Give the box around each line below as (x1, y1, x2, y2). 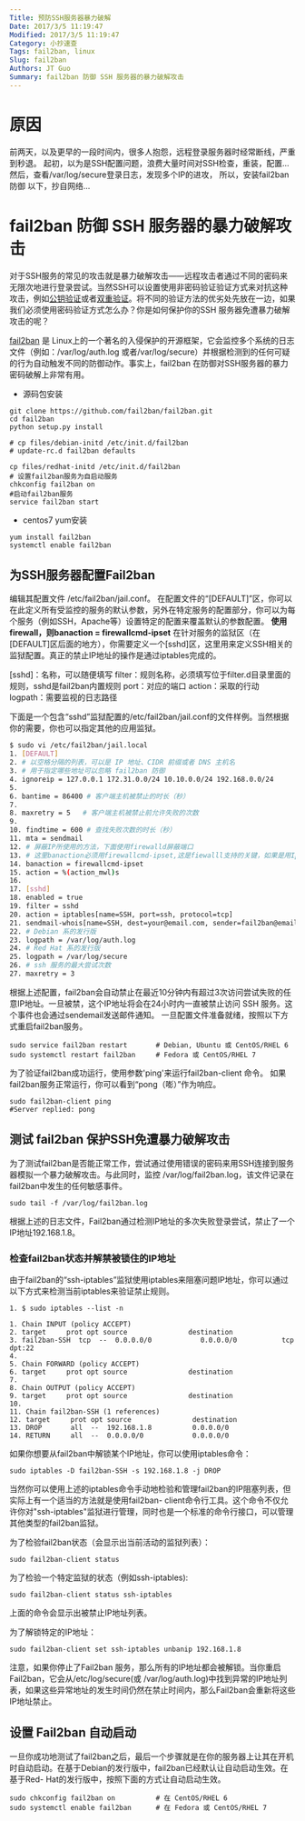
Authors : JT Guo (9, 65, 71, 74)
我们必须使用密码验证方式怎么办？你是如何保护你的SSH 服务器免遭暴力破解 (9, 304, 290, 315)
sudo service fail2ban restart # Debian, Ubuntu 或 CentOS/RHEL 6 (9, 1040, 289, 1050)
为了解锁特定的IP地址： (9, 1626, 97, 1637)
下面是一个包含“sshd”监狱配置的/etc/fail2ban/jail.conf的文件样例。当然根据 (9, 711, 290, 723)
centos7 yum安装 (22, 515, 88, 525)
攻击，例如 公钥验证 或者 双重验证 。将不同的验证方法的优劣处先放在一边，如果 (9, 293, 296, 304)
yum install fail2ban (9, 533, 92, 542)
